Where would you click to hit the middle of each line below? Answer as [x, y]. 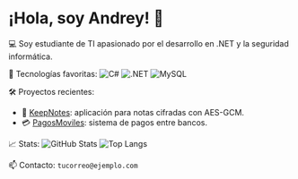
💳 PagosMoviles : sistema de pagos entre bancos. [114, 122]
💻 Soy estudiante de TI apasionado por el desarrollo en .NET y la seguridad [149, 43]
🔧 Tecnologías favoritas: [53, 73]
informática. [31, 56]
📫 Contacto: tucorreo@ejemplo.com [73, 165]
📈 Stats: [24, 143]
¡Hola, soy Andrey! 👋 [86, 18]
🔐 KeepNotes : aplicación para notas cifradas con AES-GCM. [132, 112]
